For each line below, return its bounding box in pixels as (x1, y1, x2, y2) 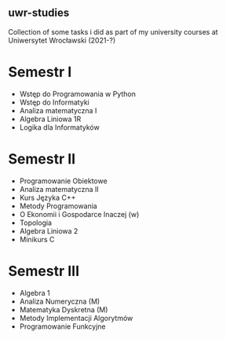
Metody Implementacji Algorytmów (19, 313, 133, 322)
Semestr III (8, 262, 80, 280)
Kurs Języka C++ (19, 193, 76, 202)
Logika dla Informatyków (19, 122, 100, 132)
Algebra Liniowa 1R (19, 114, 82, 123)
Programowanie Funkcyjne (19, 322, 106, 331)
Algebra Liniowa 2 (19, 226, 78, 235)
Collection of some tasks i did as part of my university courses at (8, 27, 218, 36)
